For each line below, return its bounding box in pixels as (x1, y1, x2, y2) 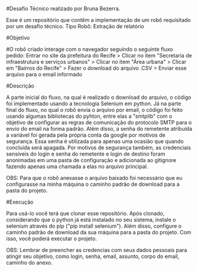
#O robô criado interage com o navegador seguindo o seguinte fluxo (6, 46, 173, 53)
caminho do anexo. (6, 259, 53, 266)
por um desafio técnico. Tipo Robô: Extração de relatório (6, 23, 145, 30)
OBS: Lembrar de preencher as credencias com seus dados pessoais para (6, 247, 187, 253)
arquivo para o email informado (6, 71, 83, 78)
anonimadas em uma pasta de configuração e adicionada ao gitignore (6, 157, 177, 163)
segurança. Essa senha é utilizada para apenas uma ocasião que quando (6, 138, 184, 144)
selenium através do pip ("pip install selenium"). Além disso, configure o (6, 222, 182, 230)
